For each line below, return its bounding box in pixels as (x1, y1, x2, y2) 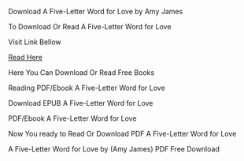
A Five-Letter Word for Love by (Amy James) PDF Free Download (8, 144, 220, 153)
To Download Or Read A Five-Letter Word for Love (8, 22, 172, 31)
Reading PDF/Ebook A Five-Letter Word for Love (8, 83, 165, 92)
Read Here (8, 53, 43, 62)
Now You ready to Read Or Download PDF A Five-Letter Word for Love (8, 129, 237, 138)
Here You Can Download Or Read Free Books (8, 68, 155, 77)
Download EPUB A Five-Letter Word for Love (8, 99, 153, 107)
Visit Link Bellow (8, 37, 61, 47)
